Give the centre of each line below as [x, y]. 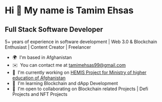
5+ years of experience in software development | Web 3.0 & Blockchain [81, 42]
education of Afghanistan [39, 78]
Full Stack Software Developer [54, 29]
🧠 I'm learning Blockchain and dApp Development [65, 83]
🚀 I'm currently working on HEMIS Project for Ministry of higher [79, 72]
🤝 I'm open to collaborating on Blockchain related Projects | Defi [80, 89]
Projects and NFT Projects [40, 94]
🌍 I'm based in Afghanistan [42, 57]
